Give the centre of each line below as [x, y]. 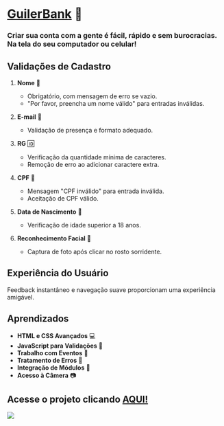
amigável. [21, 297]
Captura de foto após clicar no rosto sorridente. [95, 251]
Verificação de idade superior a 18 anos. [84, 225]
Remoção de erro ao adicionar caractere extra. [93, 164]
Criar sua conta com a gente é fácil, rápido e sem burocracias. [112, 36]
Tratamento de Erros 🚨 [50, 360]
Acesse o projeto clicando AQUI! [78, 399]
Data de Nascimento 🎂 [49, 212]
